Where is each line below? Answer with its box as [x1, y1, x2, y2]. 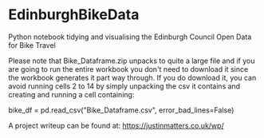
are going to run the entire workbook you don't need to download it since [8, 64, 249, 73]
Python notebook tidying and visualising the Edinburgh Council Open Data [8, 32, 252, 41]
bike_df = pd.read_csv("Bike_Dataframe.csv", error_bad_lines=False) [8, 105, 234, 115]
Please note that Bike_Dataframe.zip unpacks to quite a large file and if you [8, 56, 255, 65]
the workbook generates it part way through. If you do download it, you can [8, 73, 257, 82]
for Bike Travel [8, 40, 56, 49]
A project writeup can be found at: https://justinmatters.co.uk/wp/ [8, 120, 225, 130]
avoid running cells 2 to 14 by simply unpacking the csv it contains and [8, 81, 241, 91]
